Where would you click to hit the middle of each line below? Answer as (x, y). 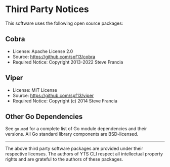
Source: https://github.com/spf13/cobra (54, 57)
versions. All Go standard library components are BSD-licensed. (72, 134)
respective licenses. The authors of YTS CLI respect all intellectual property (84, 154)
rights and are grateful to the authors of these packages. (64, 159)
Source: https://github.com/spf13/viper (53, 95)
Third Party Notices (47, 9)
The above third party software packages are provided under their (74, 149)
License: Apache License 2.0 (43, 51)
